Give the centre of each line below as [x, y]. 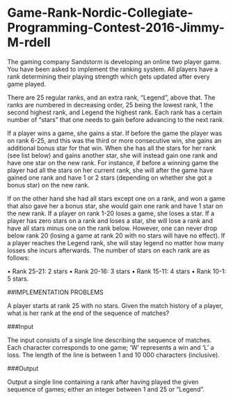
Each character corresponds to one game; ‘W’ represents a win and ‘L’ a [111, 347]
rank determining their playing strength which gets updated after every [109, 76]
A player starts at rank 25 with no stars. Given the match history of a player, [115, 305]
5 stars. [18, 278]
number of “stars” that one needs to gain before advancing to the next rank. [116, 119]
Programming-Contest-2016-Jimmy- [116, 28]
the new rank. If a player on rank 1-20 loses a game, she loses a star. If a [111, 213]
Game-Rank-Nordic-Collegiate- [100, 13]
